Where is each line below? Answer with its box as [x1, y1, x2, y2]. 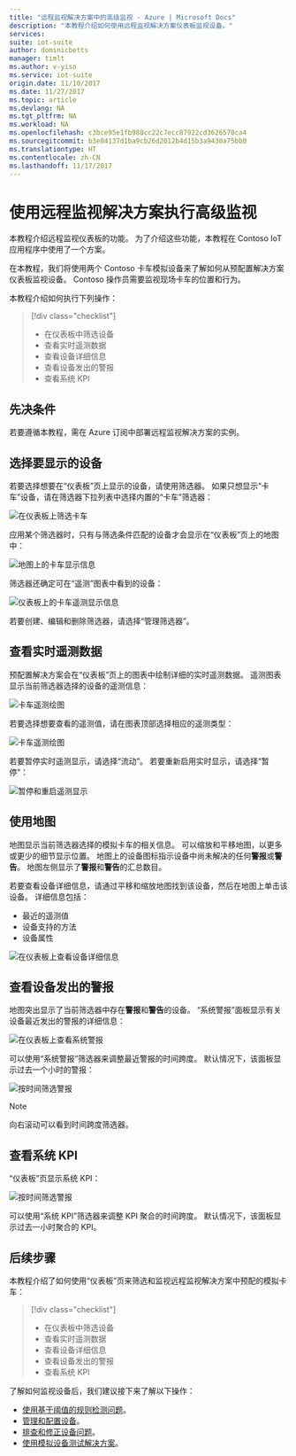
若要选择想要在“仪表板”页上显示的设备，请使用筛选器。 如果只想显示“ [9, 480, 262, 491]
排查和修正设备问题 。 [21, 1427, 100, 1437]
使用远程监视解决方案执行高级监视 [9, 202, 258, 222]
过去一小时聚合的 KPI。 [16, 1222, 102, 1233]
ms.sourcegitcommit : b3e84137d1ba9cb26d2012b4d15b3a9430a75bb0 [9, 136, 247, 145]
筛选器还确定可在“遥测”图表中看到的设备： [9, 578, 163, 588]
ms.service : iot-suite [9, 71, 93, 80]
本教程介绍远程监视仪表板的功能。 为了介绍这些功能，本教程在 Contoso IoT [9, 233, 283, 244]
